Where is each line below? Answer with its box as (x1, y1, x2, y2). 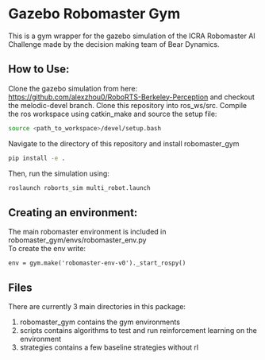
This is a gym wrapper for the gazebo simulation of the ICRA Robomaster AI (8, 31, 255, 41)
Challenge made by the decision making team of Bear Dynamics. (8, 39, 220, 48)
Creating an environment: (8, 206, 138, 219)
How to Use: (8, 63, 70, 76)
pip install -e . (8, 154, 66, 162)
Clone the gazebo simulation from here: (8, 83, 138, 93)
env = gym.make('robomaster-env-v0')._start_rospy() (8, 259, 186, 267)
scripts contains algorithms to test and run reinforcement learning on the (19, 326, 258, 335)
